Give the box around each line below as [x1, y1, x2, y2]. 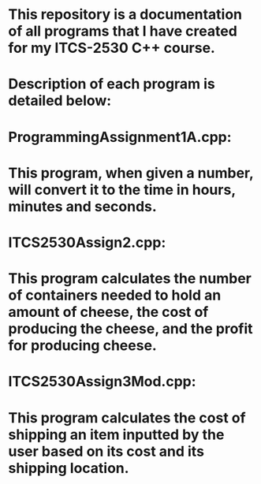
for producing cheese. [8, 337, 158, 355]
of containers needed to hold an [8, 286, 222, 304]
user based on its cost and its [8, 442, 205, 460]
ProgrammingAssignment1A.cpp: [8, 128, 232, 146]
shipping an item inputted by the [8, 426, 225, 443]
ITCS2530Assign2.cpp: [8, 233, 166, 251]
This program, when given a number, [8, 164, 254, 182]
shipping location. [8, 459, 129, 477]
